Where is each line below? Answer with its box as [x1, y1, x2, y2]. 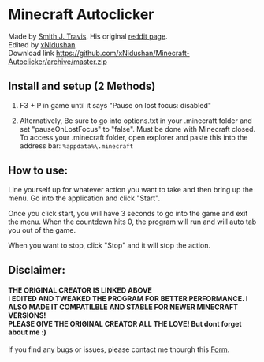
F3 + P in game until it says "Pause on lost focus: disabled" [19, 100, 211, 110]
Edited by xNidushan [8, 39, 76, 49]
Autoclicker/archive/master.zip [8, 57, 108, 66]
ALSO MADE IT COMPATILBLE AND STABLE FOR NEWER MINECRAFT [8, 302, 239, 312]
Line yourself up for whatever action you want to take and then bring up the [8, 185, 254, 194]
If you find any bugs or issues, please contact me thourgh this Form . [8, 345, 230, 354]
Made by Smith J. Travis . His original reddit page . [8, 32, 168, 41]
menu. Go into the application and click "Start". [8, 193, 161, 203]
